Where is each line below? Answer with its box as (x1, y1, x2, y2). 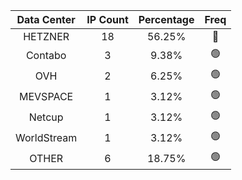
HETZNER (23, 30, 70, 43)
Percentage (138, 13, 195, 26)
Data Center (16, 13, 76, 26)
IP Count (86, 13, 129, 26)
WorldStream (15, 130, 78, 144)
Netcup (28, 110, 64, 124)
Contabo (25, 48, 67, 62)
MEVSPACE (19, 89, 74, 103)
